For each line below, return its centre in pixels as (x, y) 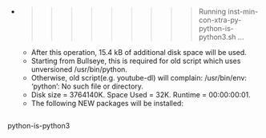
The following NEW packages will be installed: (107, 103)
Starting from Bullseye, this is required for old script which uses (136, 61)
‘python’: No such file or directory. (87, 86)
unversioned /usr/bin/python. (79, 69)
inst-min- (243, 12)
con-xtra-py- (220, 20)
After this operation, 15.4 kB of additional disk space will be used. (139, 52)
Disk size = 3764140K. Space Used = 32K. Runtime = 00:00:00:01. (141, 95)
